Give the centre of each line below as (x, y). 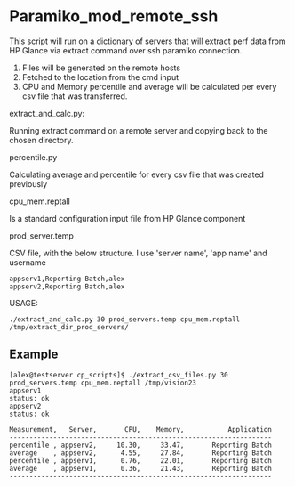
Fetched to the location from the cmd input (100, 77)
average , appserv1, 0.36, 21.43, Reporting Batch (141, 468)
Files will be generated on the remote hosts (101, 68)
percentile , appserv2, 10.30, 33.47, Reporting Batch (141, 445)
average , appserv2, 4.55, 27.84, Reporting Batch (141, 453)
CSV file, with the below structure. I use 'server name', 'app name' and (139, 253)
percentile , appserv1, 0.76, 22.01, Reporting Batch (141, 460)
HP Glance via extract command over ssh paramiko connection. (126, 50)
